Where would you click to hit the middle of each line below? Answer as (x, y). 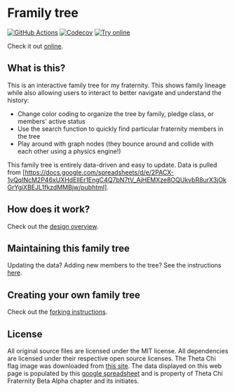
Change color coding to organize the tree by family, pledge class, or (115, 113)
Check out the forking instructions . (58, 312)
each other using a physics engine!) (69, 151)
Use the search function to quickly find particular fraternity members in (120, 129)
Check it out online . (35, 46)
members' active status (51, 121)
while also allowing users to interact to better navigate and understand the (115, 92)
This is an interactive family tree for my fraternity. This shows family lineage (117, 85)
